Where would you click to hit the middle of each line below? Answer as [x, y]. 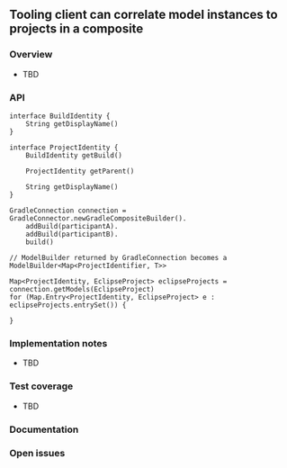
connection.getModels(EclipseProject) [82, 289]
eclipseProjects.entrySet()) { [68, 305]
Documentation [44, 429]
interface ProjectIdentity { [64, 148]
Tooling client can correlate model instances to [143, 15]
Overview [31, 55]
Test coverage [41, 386]
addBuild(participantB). [72, 234]
